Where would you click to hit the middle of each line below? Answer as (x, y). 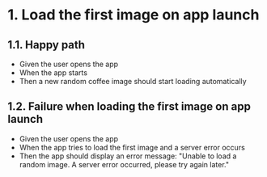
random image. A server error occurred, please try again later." (124, 164)
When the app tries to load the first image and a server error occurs (132, 147)
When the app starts (53, 73)
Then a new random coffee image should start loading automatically (133, 81)
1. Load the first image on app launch (133, 15)
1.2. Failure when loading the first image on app (129, 107)
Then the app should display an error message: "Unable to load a (128, 156)
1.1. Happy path (47, 45)
